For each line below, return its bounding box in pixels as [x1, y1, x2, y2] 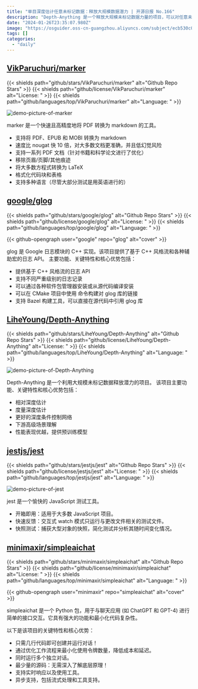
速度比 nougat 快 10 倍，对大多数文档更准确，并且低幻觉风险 [15, 141, 162, 148]
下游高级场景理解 [15, 421, 57, 428]
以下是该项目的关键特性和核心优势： [6, 626, 95, 634]
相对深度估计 [15, 399, 46, 406]
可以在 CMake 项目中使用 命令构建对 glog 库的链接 [15, 290, 138, 297]
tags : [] [6, 31, 28, 37]
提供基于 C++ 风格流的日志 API [15, 267, 90, 275]
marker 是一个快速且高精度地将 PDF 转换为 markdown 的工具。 [6, 122, 159, 129]
